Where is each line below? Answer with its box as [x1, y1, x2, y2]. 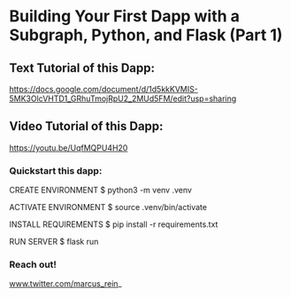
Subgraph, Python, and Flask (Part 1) [9, 25, 283, 45]
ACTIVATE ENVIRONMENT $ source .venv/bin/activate [9, 202, 208, 213]
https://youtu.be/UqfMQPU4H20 [9, 142, 128, 152]
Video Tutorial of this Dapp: [9, 119, 164, 134]
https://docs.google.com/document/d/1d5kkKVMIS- [9, 84, 199, 94]
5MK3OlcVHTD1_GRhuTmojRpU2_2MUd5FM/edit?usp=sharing [9, 93, 237, 104]
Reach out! [9, 259, 57, 271]
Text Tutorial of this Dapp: [9, 60, 156, 75]
